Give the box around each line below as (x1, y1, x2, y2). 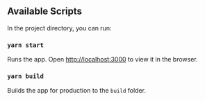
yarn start (7, 41, 44, 49)
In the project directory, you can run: (7, 24, 112, 32)
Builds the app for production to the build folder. (7, 86, 147, 95)
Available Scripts (7, 6, 82, 17)
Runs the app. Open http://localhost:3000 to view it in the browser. (7, 55, 198, 64)
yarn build (7, 73, 44, 80)
